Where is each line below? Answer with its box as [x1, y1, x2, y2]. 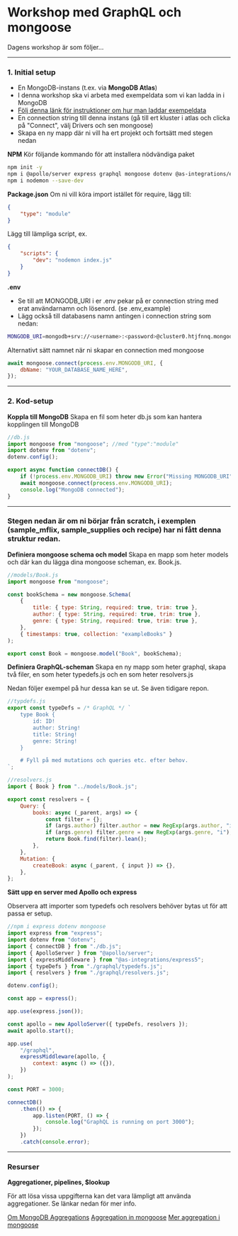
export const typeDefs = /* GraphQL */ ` [7, 704, 132, 711]
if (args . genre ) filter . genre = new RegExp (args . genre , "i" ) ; [45, 829, 233, 836]
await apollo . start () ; [7, 1027, 74, 1034]
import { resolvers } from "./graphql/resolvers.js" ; [7, 969, 170, 977]
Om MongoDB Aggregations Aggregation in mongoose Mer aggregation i [7, 1213, 220, 1222]
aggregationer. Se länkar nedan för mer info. [7, 1199, 137, 1208]
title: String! [33, 731, 78, 738]
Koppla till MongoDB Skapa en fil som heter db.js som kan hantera [7, 412, 203, 421]
